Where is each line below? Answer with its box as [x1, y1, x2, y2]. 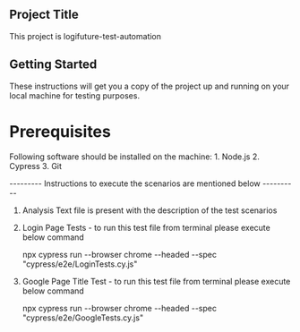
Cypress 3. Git [9, 160, 63, 171]
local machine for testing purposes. [9, 89, 141, 101]
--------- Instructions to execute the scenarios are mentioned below [9, 178, 261, 189]
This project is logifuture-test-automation [9, 30, 162, 41]
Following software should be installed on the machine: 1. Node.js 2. [9, 151, 260, 162]
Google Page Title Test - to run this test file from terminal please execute [21, 276, 291, 286]
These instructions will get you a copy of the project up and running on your [9, 81, 289, 91]
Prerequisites [9, 121, 112, 141]
